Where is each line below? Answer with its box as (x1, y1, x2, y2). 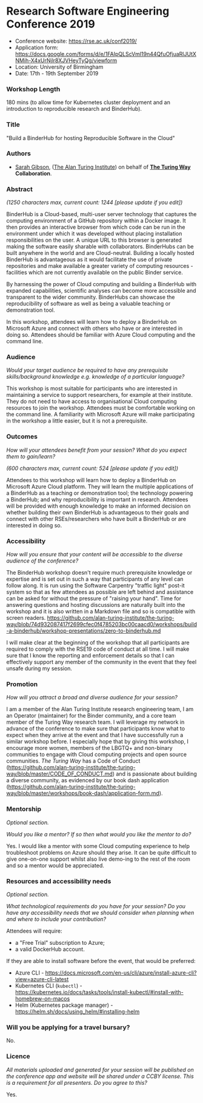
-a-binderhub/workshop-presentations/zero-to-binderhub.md (6, 627, 161, 634)
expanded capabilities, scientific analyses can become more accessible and (6, 287, 196, 295)
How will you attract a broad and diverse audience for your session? (6, 694, 178, 701)
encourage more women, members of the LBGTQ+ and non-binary (6, 744, 173, 752)
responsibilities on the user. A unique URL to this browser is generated (6, 236, 182, 244)
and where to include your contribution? (6, 915, 107, 923)
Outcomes (6, 432, 38, 441)
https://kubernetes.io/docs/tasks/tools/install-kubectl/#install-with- (15, 988, 184, 996)
